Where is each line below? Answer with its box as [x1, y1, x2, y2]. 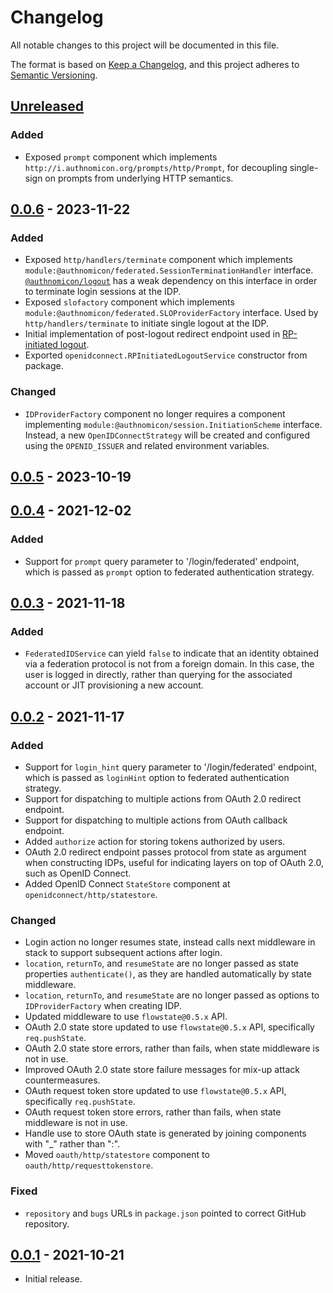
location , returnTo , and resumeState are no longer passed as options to [24, 989, 320, 1001]
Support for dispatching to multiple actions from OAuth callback [24, 814, 288, 826]
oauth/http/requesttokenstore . [24, 1159, 154, 1171]
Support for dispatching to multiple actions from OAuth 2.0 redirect [24, 793, 302, 805]
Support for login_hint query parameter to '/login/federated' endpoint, [24, 761, 318, 773]
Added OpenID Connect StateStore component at [24, 878, 231, 890]
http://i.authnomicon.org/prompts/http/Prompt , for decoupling [24, 161, 288, 173]
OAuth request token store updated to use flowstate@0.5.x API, [24, 1085, 287, 1097]
